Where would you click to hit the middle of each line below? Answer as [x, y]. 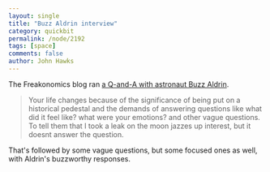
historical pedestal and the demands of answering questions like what [145, 108]
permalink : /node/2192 [47, 39]
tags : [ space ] [32, 46]
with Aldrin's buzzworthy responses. [70, 158]
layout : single [34, 16]
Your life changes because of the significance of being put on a [134, 100]
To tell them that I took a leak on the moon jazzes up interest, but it [139, 126]
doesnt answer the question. [76, 134]
